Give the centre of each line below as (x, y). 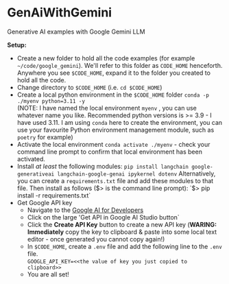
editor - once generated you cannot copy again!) (96, 239)
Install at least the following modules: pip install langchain (103, 166)
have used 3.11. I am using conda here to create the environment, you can (120, 122)
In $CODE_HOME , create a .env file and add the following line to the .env (125, 246)
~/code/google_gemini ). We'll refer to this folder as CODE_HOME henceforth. (120, 65)
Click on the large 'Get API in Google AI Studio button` (103, 217)
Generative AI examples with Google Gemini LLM (76, 32)
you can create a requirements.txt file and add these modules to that (115, 180)
